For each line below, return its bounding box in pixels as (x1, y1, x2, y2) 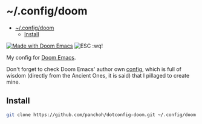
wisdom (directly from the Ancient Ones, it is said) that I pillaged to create (6, 72, 190, 79)
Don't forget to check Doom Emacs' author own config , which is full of (6, 65, 181, 73)
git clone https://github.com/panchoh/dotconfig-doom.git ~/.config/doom (6, 111, 197, 118)
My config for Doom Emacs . (6, 54, 76, 61)
